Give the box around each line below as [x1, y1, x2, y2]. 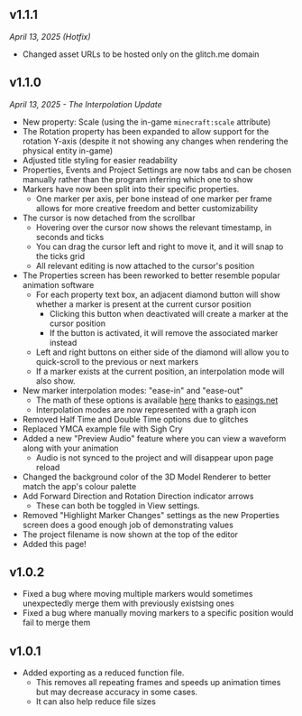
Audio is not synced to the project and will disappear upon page [35, 451, 274, 463]
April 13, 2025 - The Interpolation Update [9, 98, 162, 109]
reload [35, 461, 60, 472]
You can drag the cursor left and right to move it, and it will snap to [35, 241, 284, 252]
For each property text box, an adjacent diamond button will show [35, 289, 281, 300]
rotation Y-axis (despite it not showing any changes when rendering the [22, 135, 288, 146]
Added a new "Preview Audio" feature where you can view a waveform [22, 432, 287, 443]
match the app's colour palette [22, 480, 137, 491]
